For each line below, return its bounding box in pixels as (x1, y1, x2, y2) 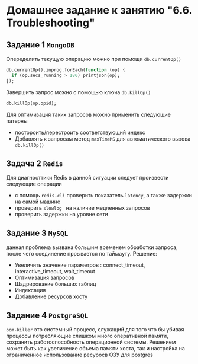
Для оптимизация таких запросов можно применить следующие (6, 111, 171, 118)
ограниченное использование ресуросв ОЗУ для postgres (6, 351, 154, 358)
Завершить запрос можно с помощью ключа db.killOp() (6, 88, 151, 95)
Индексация (14, 287, 46, 294)
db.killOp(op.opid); (6, 100, 57, 106)
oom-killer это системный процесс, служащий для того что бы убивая (6, 325, 184, 333)
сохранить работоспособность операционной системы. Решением (6, 339, 176, 346)
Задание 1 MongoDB (6, 40, 75, 50)
